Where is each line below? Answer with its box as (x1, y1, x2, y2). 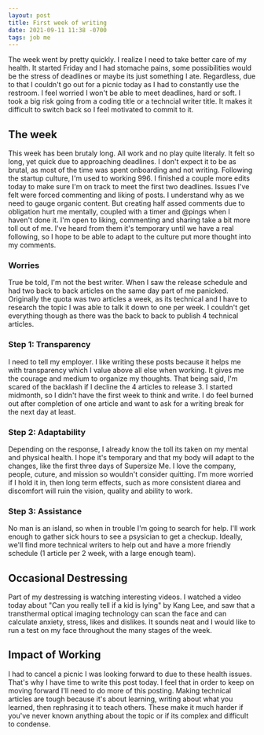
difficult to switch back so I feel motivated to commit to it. (8, 105, 194, 115)
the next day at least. (8, 407, 76, 416)
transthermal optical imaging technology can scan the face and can (8, 609, 227, 619)
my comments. (8, 240, 57, 250)
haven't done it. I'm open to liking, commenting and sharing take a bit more (8, 215, 251, 225)
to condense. (8, 719, 51, 729)
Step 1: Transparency (8, 339, 91, 350)
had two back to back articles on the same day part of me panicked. (8, 286, 229, 295)
